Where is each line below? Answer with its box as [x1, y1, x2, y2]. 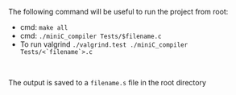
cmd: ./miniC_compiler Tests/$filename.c [19, 31, 163, 40]
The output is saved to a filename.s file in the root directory [8, 78, 207, 87]
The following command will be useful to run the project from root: [8, 7, 229, 16]
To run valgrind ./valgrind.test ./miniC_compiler [19, 39, 188, 49]
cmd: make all [19, 23, 68, 31]
